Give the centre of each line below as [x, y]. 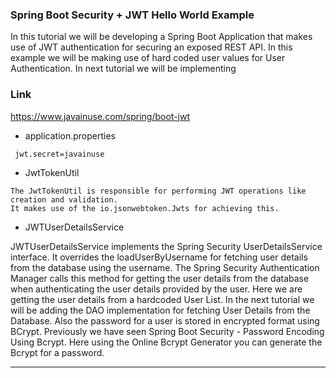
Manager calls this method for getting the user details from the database [160, 278]
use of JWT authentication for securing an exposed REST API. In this [151, 47]
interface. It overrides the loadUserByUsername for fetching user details [159, 257]
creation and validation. [64, 199]
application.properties [70, 135]
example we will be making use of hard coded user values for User [148, 58]
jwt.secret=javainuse [59, 154]
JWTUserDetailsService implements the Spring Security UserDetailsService [166, 246]
